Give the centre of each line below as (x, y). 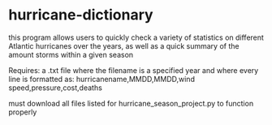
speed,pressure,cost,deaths (56, 88)
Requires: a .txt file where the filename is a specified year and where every (134, 70)
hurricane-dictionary (81, 15)
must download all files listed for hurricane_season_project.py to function (131, 103)
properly (23, 112)
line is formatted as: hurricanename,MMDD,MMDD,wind (101, 79)
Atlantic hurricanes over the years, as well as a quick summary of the (124, 45)
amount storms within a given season (71, 54)
